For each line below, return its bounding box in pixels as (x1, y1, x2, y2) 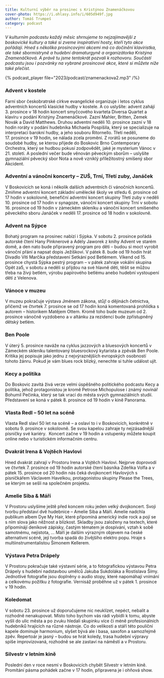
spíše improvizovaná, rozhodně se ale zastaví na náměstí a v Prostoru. (5, 638, 147, 644)
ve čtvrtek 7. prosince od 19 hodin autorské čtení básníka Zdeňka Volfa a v (5, 465, 155, 470)
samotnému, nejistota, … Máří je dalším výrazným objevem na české (5, 529, 143, 535)
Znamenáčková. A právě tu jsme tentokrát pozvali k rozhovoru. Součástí (5, 55, 152, 61)
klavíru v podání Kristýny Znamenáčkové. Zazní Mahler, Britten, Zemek (5, 114, 148, 120)
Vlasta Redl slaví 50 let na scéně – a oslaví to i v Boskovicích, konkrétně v (5, 421, 153, 426)
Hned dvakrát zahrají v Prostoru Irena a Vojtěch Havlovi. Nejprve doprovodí (5, 459, 157, 465)
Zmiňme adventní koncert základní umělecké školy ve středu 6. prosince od (5, 189, 158, 195)
